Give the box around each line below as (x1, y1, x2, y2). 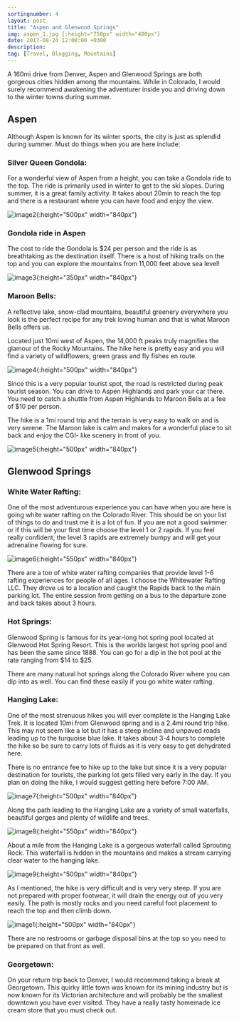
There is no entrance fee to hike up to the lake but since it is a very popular (7, 763, 227, 771)
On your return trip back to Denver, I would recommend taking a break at (7, 975, 221, 985)
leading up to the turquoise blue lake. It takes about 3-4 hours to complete (7, 733, 225, 742)
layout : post (7, 17, 46, 24)
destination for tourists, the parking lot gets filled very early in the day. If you (7, 770, 232, 778)
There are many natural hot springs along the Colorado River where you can (7, 669, 230, 678)
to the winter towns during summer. (7, 92, 112, 101)
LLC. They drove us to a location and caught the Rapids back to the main (7, 584, 221, 592)
